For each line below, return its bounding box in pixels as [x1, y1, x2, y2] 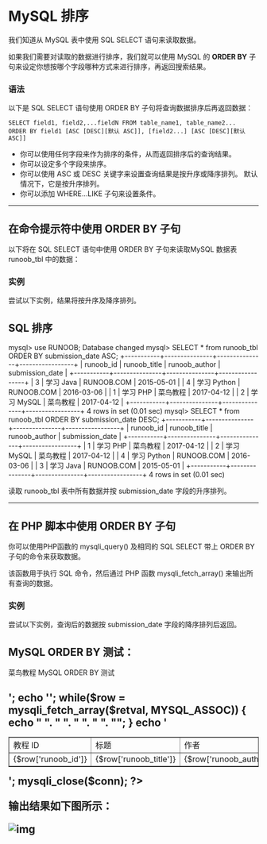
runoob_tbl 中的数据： [8, 255, 81, 264]
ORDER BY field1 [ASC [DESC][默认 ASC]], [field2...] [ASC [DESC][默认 [8, 128, 246, 136]
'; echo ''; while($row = [8, 692, 126, 705]
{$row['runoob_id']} [13, 753, 87, 765]
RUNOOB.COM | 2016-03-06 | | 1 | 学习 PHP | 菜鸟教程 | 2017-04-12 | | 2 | [8, 387, 250, 397]
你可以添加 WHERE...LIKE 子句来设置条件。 [19, 189, 161, 198]
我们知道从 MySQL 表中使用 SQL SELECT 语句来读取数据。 [8, 35, 201, 44]
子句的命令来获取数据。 [8, 551, 85, 561]
